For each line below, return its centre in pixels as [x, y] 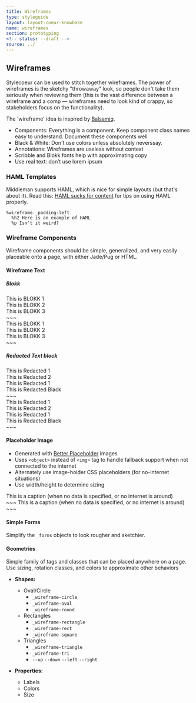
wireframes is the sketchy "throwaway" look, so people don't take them [93, 88]
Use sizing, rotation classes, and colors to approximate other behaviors [92, 568]
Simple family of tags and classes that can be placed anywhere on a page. [96, 562]
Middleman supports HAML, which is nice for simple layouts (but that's [92, 189]
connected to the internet [45, 466]
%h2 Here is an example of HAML [51, 218]
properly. [17, 202]
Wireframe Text [26, 270]
